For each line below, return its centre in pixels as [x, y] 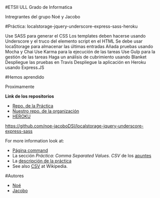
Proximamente [20, 87]
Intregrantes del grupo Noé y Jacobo [43, 17]
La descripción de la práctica [42, 161]
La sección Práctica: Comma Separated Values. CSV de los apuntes [82, 156]
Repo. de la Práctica [33, 106]
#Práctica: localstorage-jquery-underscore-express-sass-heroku [72, 26]
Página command [30, 150]
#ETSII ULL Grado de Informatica [39, 7]
